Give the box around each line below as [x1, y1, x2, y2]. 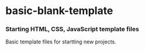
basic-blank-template [5, 4, 113, 18]
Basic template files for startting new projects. [5, 38, 116, 45]
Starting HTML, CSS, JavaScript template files [5, 25, 140, 33]
